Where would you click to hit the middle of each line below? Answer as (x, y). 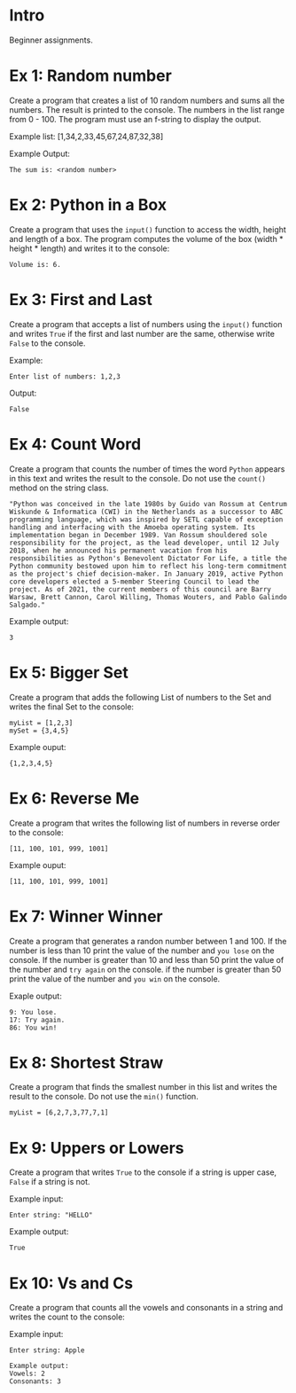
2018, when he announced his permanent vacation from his (118, 551)
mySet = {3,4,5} (39, 731)
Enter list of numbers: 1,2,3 (65, 376)
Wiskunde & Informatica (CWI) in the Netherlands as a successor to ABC (146, 512)
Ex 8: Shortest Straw (86, 1063)
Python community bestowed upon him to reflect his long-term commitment (148, 566)
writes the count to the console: (67, 1317)
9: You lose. (33, 1012)
